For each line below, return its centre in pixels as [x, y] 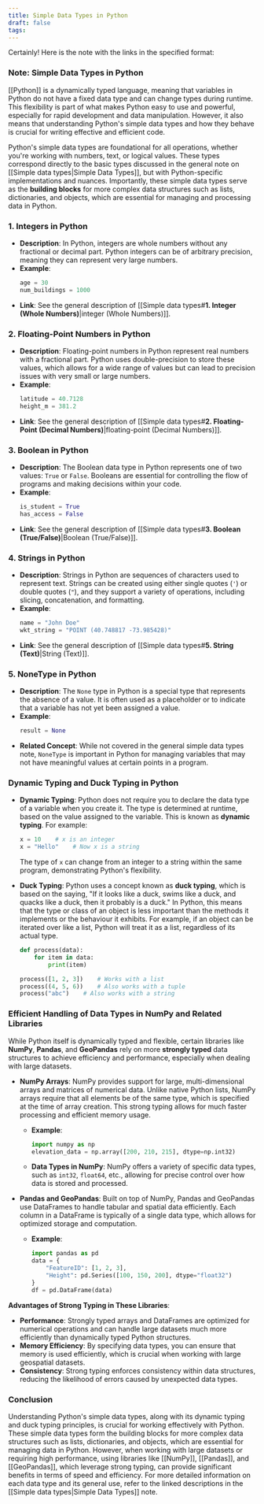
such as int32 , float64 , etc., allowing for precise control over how [138, 1175]
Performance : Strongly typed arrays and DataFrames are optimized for [134, 1321]
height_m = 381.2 [48, 406]
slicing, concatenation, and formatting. [82, 600]
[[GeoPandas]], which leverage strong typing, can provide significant [120, 1466]
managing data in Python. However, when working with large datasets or [126, 1450]
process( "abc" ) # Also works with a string [97, 994]
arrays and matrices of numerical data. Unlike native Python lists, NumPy [137, 1089]
